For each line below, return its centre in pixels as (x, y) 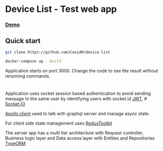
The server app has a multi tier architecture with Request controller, (74, 133)
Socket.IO (15, 104)
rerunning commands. (28, 76)
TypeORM (15, 143)
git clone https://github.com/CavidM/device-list (58, 52)
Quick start (23, 41)
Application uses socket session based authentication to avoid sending (78, 93)
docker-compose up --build (33, 61)
